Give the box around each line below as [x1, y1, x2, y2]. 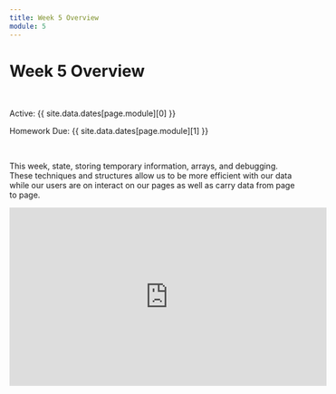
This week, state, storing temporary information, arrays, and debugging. [9, 160, 279, 172]
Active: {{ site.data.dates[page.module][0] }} [9, 108, 177, 119]
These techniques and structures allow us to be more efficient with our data [9, 170, 293, 181]
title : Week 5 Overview [9, 13, 100, 23]
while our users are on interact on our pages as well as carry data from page [9, 180, 295, 191]
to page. [9, 189, 41, 200]
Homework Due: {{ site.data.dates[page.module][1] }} [9, 126, 209, 137]
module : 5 [9, 22, 47, 31]
